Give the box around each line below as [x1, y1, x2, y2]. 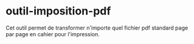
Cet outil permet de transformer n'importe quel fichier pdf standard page [5, 24, 189, 31]
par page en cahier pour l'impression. [5, 30, 100, 37]
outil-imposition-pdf [5, 4, 111, 18]
